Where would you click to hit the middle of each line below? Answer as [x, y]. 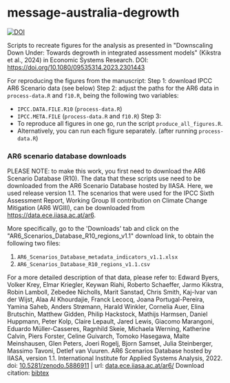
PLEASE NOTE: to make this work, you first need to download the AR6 [106, 171]
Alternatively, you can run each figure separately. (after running [107, 131]
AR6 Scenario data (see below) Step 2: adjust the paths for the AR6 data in [113, 88]
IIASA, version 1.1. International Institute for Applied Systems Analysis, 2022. [115, 358]
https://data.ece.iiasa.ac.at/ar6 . [52, 215]
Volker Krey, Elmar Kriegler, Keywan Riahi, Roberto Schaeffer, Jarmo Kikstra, [115, 285]
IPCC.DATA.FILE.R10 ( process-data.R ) [70, 109]
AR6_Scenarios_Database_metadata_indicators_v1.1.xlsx [97, 257]
